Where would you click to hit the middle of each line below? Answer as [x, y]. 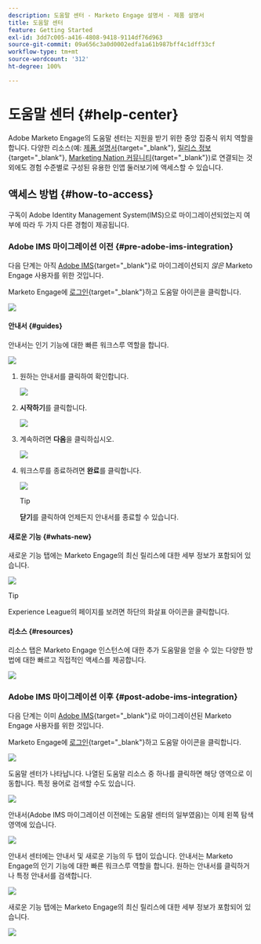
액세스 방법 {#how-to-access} [81, 194]
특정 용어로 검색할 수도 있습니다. [86, 783]
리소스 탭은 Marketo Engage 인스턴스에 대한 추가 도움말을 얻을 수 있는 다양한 [127, 650]
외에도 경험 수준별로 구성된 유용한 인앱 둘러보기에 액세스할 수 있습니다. [116, 167]
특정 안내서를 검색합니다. [54, 875]
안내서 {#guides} [35, 326]
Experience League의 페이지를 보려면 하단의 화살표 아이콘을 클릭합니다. [119, 612]
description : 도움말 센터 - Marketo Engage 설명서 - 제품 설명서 [106, 15]
